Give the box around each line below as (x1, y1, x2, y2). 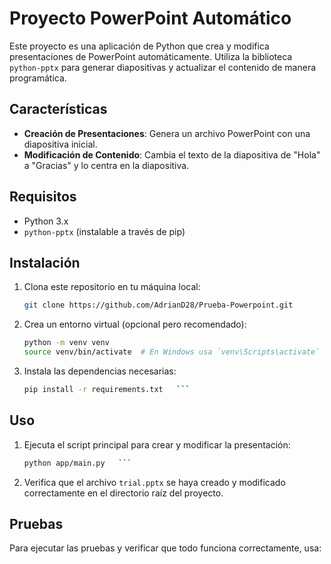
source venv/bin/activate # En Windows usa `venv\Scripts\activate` (23, 347, 321, 357)
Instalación (9, 254, 81, 271)
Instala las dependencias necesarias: (23, 365, 177, 377)
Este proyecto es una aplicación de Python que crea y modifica (9, 40, 270, 52)
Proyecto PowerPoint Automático (9, 7, 292, 30)
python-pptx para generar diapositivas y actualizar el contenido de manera (9, 61, 317, 73)
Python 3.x (23, 215, 69, 227)
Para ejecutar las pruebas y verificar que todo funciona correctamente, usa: (9, 542, 322, 554)
